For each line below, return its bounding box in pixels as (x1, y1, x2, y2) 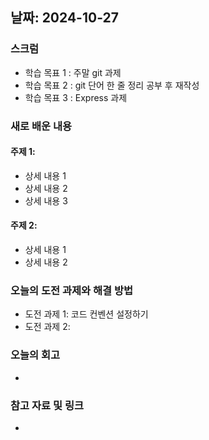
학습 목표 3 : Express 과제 (24, 91, 128, 103)
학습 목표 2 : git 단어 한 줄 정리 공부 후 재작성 (24, 79, 200, 91)
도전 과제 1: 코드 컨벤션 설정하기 (24, 308, 149, 320)
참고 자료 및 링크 (10, 398, 84, 412)
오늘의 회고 (10, 348, 61, 362)
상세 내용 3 (24, 194, 68, 207)
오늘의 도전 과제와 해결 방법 (10, 283, 134, 297)
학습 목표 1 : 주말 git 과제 (24, 66, 122, 78)
